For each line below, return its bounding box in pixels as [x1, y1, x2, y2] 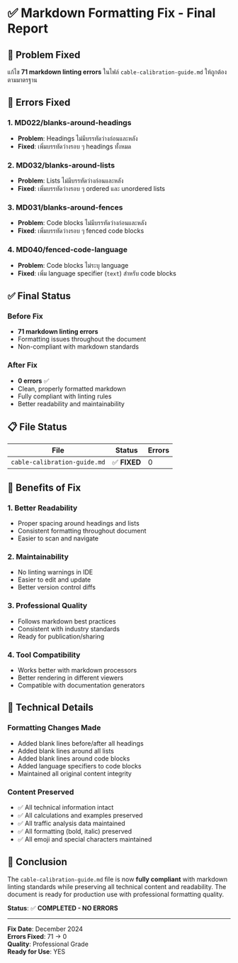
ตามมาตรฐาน [7, 76, 38, 84]
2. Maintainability [7, 552, 69, 562]
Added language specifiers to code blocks [17, 761, 142, 770]
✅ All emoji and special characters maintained [17, 834, 152, 843]
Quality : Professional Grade [7, 940, 89, 948]
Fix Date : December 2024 [7, 925, 84, 933]
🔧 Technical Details [7, 702, 94, 714]
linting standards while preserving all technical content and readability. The [7, 882, 227, 891]
